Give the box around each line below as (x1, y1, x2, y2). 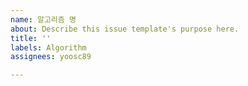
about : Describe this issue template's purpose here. (10, 24, 240, 34)
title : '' (10, 33, 52, 43)
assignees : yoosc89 (10, 52, 92, 62)
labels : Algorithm (10, 42, 87, 53)
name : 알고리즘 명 (10, 14, 77, 25)
